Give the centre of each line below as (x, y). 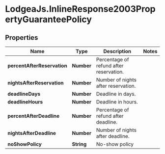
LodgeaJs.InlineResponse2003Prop (80, 9)
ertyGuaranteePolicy (49, 19)
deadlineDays (24, 94)
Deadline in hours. (117, 102)
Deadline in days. (116, 94)
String (79, 144)
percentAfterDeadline (34, 116)
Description (117, 51)
